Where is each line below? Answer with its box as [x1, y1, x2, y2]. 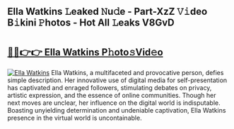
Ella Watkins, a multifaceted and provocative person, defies [51, 69, 224, 77]
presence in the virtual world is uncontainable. [7, 113, 143, 122]
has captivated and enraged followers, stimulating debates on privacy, [7, 84, 212, 91]
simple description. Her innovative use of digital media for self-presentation [7, 76, 228, 84]
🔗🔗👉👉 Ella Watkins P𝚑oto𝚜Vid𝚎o [7, 46, 164, 58]
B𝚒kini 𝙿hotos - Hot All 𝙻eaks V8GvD [7, 17, 175, 29]
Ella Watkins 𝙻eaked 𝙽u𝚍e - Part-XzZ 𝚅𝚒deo [7, 6, 208, 18]
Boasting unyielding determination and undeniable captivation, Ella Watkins [7, 106, 226, 114]
